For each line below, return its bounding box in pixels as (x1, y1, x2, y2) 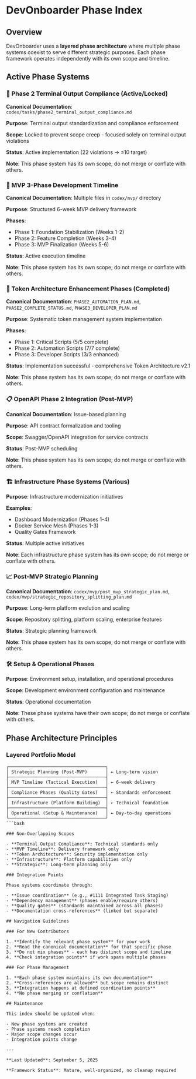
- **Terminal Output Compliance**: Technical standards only (6, 841, 159, 847)
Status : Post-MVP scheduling (6, 445, 78, 452)
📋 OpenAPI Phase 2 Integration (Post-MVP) (6, 395, 133, 403)
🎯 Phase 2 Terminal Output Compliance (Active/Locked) (6, 89, 168, 98)
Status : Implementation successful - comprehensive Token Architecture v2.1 (6, 362, 191, 369)
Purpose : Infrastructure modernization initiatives (6, 493, 123, 500)
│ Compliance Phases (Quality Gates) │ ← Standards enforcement (6, 790, 171, 796)
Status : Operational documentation (6, 698, 91, 706)
